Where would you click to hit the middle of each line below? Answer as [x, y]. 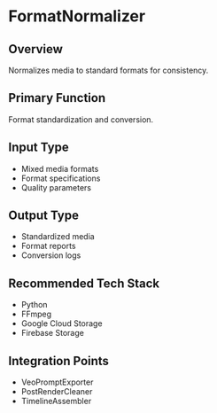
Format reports [48, 246]
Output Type [44, 216]
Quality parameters [56, 187]
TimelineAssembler [56, 401]
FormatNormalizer [77, 16]
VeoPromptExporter [57, 382]
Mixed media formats [60, 168]
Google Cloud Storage [62, 323]
